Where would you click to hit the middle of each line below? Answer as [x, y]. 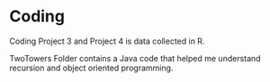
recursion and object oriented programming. [91, 68]
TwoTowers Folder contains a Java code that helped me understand [135, 58]
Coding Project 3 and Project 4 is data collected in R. [107, 41]
